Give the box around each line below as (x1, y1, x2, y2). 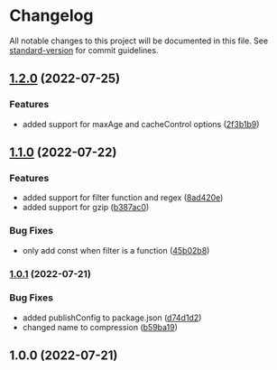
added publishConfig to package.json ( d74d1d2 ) (22, 312, 202, 323)
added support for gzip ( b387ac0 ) (22, 202, 150, 213)
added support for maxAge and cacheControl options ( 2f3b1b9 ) (22, 118, 260, 129)
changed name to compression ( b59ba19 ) (22, 321, 179, 332)
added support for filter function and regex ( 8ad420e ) (22, 192, 224, 203)
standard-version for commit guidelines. (9, 44, 159, 55)
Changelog (9, 5, 94, 26)
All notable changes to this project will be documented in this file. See (9, 35, 269, 46)
